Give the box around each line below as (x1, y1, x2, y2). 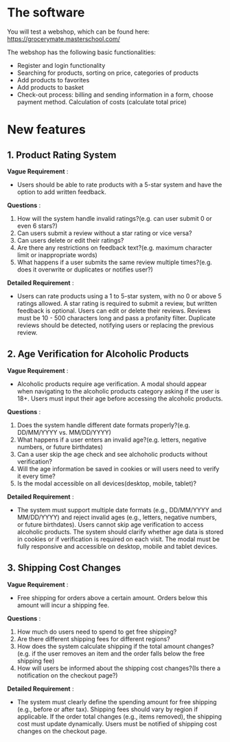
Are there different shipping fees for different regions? (16, 634, 170, 643)
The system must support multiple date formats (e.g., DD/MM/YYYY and (16, 505, 222, 514)
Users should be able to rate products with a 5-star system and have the (16, 180, 222, 189)
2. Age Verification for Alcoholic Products (7, 348, 189, 360)
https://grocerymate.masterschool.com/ (7, 34, 120, 43)
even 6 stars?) (16, 222, 58, 230)
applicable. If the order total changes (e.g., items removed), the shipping (16, 712, 222, 721)
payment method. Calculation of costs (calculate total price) (16, 97, 187, 106)
